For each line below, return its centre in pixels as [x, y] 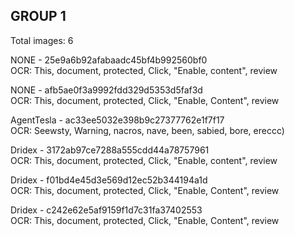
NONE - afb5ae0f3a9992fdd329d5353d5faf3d [106, 90]
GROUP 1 [38, 16]
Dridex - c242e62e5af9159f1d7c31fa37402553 [106, 210]
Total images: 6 [42, 40]
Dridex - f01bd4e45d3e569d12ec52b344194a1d [109, 180]
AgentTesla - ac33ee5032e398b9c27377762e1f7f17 [117, 120]
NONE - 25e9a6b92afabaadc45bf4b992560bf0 [109, 60]
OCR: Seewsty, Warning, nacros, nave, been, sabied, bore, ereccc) [147, 130]
